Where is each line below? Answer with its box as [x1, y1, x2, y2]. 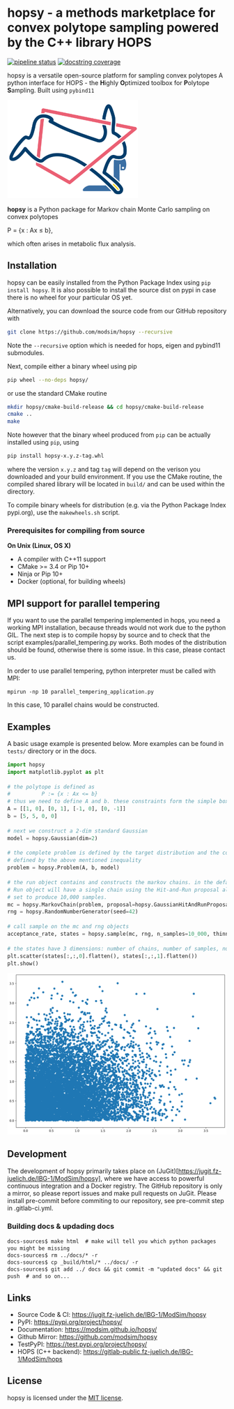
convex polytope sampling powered [7, 20, 219, 36]
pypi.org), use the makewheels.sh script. [7, 508, 120, 516]
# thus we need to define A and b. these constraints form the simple [7, 798, 217, 805]
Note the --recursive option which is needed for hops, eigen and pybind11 [7, 341, 221, 350]
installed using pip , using [7, 438, 79, 447]
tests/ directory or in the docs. [7, 747, 97, 755]
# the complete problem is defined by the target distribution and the [7, 849, 219, 856]
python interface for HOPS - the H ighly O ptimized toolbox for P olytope [7, 78, 210, 87]
